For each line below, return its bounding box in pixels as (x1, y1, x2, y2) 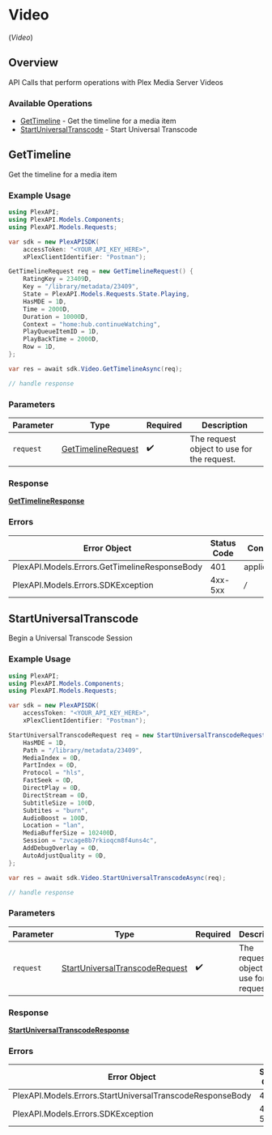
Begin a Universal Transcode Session (8, 633, 134, 643)
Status (210, 537, 236, 548)
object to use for (189, 443, 253, 454)
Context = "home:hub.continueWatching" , (23, 320, 161, 329)
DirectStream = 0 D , (23, 791, 89, 799)
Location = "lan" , (23, 822, 85, 830)
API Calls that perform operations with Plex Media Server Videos (8, 77, 224, 87)
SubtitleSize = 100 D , (23, 799, 96, 807)
